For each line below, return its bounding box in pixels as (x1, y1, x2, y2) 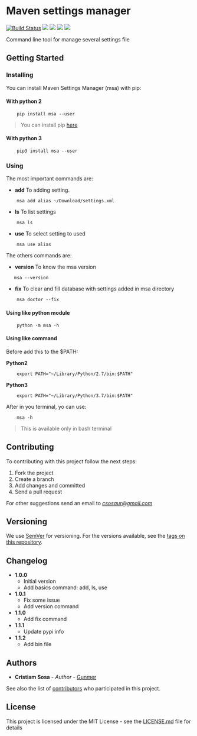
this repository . (6, 538, 43, 545)
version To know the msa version (14, 263, 96, 270)
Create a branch (14, 475, 54, 483)
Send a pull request (14, 488, 63, 495)
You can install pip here (20, 121, 78, 128)
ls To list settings (14, 208, 56, 215)
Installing (6, 71, 34, 79)
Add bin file (23, 641, 52, 648)
